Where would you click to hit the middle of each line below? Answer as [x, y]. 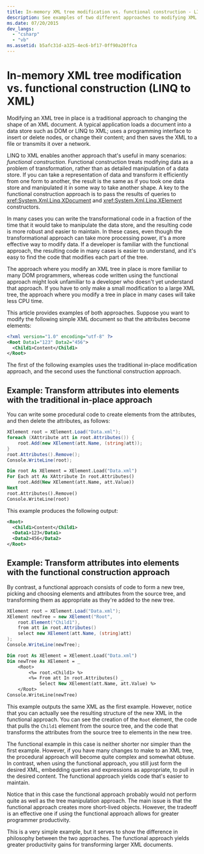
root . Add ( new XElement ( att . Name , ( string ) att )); [80, 443]
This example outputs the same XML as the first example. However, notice [100, 706]
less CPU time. [25, 301]
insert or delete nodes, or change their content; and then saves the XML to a [102, 137]
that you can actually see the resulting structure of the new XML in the [94, 713]
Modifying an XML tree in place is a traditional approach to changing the [97, 118]
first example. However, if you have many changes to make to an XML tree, [100, 750]
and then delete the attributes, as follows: [59, 421]
